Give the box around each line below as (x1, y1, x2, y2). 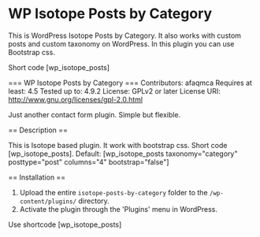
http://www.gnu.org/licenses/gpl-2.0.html (8, 94, 143, 104)
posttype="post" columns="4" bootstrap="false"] (8, 157, 169, 166)
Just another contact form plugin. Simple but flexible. (8, 109, 181, 119)
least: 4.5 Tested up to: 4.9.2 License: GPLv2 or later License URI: (8, 86, 221, 95)
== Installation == (8, 172, 66, 182)
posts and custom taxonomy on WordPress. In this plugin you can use (8, 39, 235, 48)
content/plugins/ (19, 198, 77, 206)
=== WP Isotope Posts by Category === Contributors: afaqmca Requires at (8, 78, 252, 87)
